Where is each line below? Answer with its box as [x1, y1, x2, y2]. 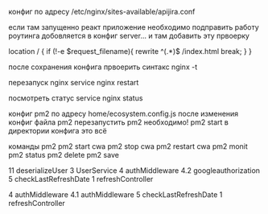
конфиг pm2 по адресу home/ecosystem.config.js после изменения [8, 109, 239, 118]
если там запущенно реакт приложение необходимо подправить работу [8, 23, 259, 31]
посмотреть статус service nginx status [8, 93, 143, 103]
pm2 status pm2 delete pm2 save [8, 150, 119, 159]
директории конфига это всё [8, 126, 107, 135]
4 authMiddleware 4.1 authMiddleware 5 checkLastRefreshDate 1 [8, 190, 223, 200]
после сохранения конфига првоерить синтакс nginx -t [8, 62, 198, 72]
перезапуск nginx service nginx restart [8, 78, 139, 87]
